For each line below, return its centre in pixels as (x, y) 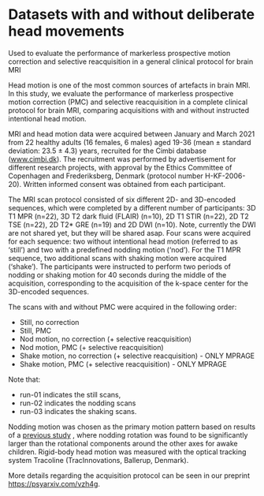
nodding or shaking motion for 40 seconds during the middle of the (117, 274)
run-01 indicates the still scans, (70, 394)
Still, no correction (49, 322)
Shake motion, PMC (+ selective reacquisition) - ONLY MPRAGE (123, 364)
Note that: (24, 379)
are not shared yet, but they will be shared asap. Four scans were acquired (129, 233)
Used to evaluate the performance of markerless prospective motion (119, 53)
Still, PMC (35, 330)
